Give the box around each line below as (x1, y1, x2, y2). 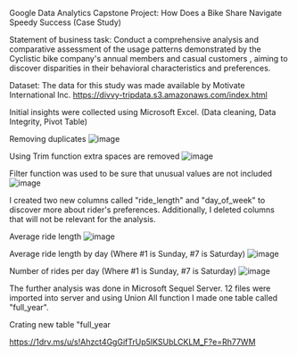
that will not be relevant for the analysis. (9, 214, 156, 224)
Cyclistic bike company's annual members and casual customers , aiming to (9, 54, 288, 63)
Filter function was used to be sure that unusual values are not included (9, 169, 273, 178)
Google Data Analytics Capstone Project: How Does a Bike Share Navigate (9, 8, 283, 18)
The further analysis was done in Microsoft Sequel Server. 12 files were (9, 283, 271, 294)
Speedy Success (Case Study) (9, 17, 122, 28)
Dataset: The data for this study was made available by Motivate (9, 80, 245, 90)
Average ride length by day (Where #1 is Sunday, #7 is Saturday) (9, 249, 246, 259)
